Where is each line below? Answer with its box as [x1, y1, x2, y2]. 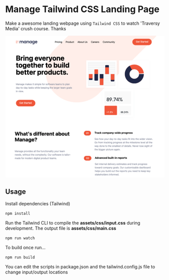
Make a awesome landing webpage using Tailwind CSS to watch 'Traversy [5, 20, 160, 26]
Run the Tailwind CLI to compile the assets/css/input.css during [5, 220, 141, 226]
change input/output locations [5, 269, 68, 275]
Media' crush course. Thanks [5, 25, 66, 31]
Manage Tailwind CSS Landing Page [5, 4, 160, 15]
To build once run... [5, 245, 46, 251]
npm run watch [5, 236, 35, 241]
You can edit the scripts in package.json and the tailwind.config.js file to [5, 264, 155, 270]
